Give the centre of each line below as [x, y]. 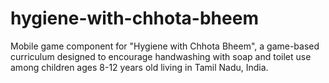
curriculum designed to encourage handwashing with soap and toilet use [161, 56]
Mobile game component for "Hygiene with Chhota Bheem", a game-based [165, 46]
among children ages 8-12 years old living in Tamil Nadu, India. [139, 67]
